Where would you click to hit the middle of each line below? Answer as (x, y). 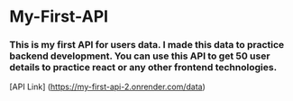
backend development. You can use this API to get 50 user (140, 56)
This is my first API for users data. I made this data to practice (147, 45)
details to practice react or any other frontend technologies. (143, 68)
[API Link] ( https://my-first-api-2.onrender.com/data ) (107, 87)
